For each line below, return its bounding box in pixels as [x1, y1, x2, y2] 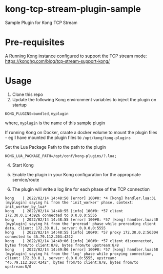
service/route [12, 177, 40, 183]
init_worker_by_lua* [5, 204, 47, 209]
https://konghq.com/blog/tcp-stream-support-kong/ [5, 58, 110, 64]
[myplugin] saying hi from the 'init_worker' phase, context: [5, 200, 134, 205]
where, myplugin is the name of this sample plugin [5, 120, 105, 126]
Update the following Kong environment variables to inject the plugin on [12, 96, 157, 102]
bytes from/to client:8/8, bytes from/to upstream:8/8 [5, 243, 119, 248]
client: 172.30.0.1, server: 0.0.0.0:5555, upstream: [5, 255, 117, 260]
